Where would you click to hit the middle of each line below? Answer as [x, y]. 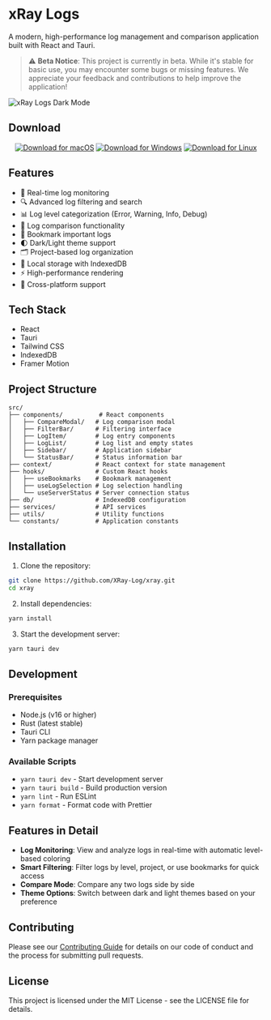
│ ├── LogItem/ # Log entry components [92, 436]
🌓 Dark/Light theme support [68, 242]
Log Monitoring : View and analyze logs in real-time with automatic [131, 850]
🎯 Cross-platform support [63, 284]
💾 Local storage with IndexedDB [74, 264]
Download [34, 128]
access [32, 876]
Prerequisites [35, 696]
